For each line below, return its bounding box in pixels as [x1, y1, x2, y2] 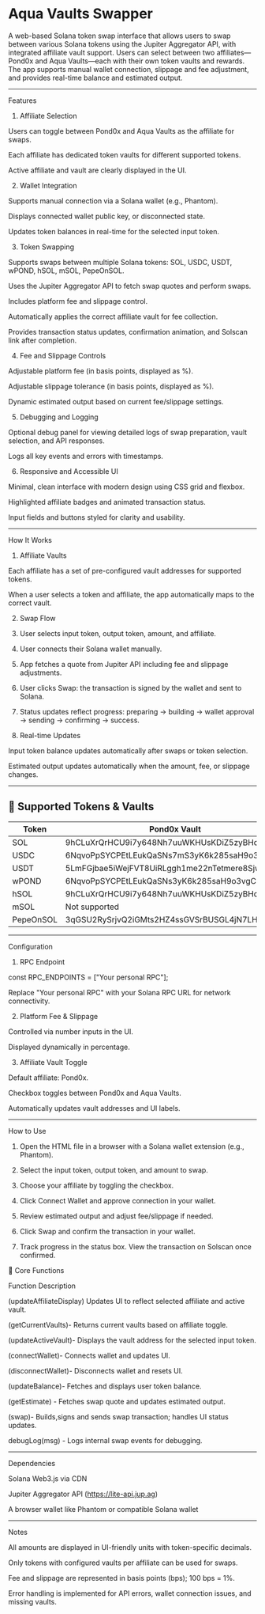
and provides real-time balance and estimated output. [8, 73, 183, 82]
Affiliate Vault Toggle [19, 1057, 88, 1067]
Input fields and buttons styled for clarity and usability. [8, 512, 185, 522]
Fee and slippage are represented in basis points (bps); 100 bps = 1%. [8, 1573, 235, 1582]
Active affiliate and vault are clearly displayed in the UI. [8, 165, 187, 175]
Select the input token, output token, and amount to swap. [19, 1165, 209, 1175]
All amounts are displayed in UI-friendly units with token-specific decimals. [8, 1542, 252, 1551]
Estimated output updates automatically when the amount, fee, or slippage [8, 761, 250, 771]
